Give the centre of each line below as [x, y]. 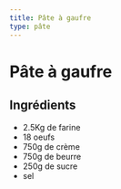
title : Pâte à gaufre [50, 18]
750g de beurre [52, 156]
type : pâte [30, 26]
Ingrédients [43, 105]
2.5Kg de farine [51, 127]
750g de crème [51, 146]
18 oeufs [39, 137]
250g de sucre [50, 166]
